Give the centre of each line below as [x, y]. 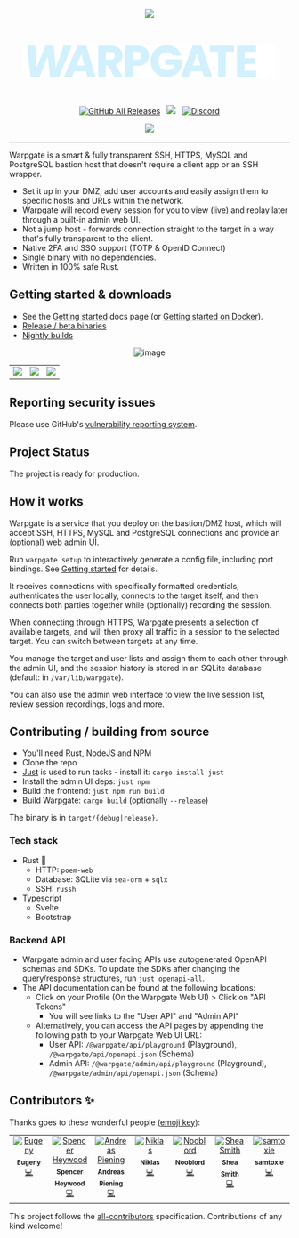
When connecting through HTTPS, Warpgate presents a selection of [134, 622]
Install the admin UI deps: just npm [85, 781]
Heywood [70, 1184]
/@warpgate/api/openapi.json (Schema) [121, 1054]
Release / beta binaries [64, 326]
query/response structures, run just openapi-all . [113, 978]
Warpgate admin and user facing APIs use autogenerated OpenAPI [144, 959]
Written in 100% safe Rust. [71, 267]
